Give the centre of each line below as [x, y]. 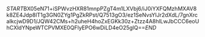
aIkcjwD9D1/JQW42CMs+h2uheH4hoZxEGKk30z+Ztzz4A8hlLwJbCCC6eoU [103, 21]
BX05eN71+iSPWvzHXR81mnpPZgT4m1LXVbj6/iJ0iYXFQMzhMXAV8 [110, 9]
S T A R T [15, 9]
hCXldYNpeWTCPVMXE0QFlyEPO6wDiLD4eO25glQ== [76, 27]
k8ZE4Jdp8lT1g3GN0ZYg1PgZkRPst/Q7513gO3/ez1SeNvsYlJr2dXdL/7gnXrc [102, 15]
